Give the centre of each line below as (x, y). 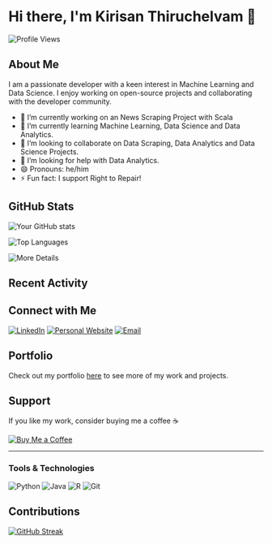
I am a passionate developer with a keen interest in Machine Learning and (131, 84)
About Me (34, 65)
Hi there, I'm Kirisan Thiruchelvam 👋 (132, 17)
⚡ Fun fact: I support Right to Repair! (81, 178)
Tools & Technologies (51, 468)
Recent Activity (48, 283)
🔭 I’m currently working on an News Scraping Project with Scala (126, 117)
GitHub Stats (41, 207)
